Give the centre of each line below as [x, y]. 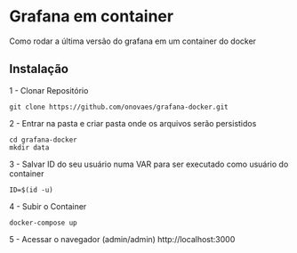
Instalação [39, 69]
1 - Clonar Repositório [49, 90]
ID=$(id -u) [31, 190]
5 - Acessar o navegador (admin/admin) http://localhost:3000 [122, 239]
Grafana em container [92, 16]
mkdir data [29, 147]
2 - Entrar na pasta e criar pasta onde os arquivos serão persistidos [133, 123]
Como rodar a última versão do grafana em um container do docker [132, 41]
